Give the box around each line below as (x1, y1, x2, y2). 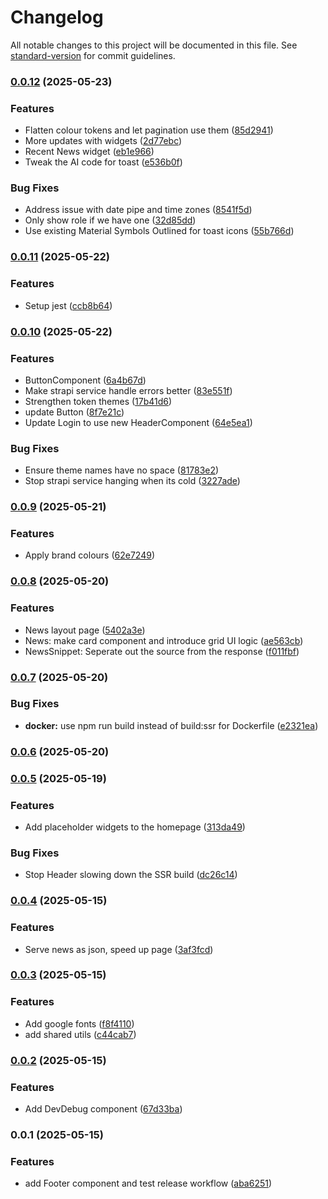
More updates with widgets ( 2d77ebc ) (24, 135, 183, 147)
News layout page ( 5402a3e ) (24, 624, 146, 636)
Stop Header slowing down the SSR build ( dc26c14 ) (24, 869, 238, 881)
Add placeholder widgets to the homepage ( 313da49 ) (24, 821, 246, 833)
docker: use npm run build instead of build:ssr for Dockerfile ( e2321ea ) (24, 719, 319, 731)
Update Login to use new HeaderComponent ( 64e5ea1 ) (24, 416, 253, 428)
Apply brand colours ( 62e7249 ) (24, 549, 155, 561)
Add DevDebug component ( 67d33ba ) (24, 1102, 183, 1115)
